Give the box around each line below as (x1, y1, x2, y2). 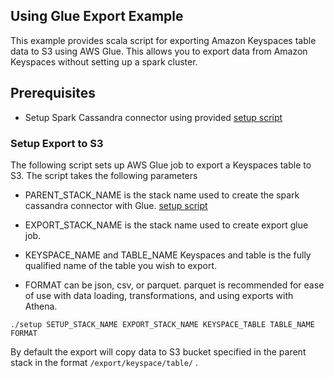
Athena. (24, 300, 58, 312)
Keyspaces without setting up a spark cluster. (10, 55, 198, 68)
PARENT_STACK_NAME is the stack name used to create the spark (24, 189, 300, 201)
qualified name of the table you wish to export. (24, 259, 218, 271)
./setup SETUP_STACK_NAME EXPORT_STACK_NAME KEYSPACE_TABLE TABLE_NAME (10, 319, 315, 329)
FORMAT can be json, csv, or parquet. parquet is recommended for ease (24, 279, 325, 291)
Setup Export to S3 (10, 136, 104, 150)
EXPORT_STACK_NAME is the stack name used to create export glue (24, 219, 309, 231)
